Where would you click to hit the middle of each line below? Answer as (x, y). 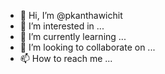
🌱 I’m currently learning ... (73, 36)
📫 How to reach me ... (66, 58)
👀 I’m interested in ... (62, 26)
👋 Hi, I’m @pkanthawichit (71, 15)
